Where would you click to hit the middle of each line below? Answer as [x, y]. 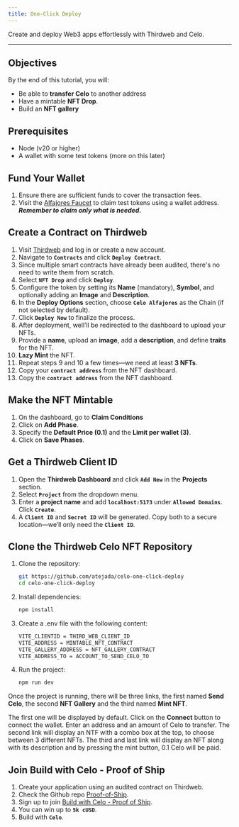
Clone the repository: [49, 564]
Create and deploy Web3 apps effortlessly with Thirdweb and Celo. [106, 34]
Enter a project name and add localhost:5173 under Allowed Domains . [120, 501]
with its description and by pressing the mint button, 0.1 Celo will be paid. [115, 748]
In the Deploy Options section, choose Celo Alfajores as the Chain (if [121, 302]
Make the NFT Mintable [61, 400]
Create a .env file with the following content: [83, 623]
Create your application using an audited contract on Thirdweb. [111, 787]
